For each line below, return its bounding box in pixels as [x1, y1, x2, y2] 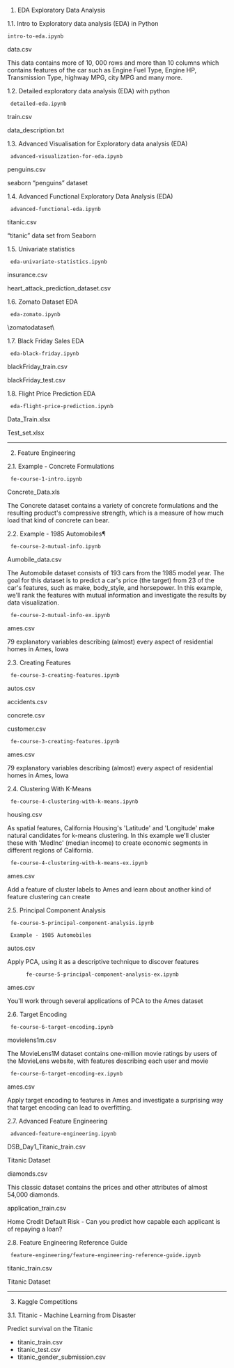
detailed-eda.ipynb [10, 100, 68, 107]
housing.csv [7, 811, 42, 818]
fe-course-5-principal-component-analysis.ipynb [10, 919, 155, 926]
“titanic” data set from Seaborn [7, 231, 96, 240]
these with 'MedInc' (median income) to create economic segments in [7, 839, 208, 847]
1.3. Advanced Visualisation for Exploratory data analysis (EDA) [7, 139, 188, 148]
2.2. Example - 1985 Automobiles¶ [7, 529, 106, 538]
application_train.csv [7, 1204, 67, 1212]
